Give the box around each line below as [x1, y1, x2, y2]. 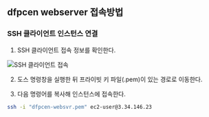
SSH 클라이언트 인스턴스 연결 [7, 29, 98, 39]
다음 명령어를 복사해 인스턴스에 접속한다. [16, 89, 126, 98]
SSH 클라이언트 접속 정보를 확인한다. [16, 45, 116, 54]
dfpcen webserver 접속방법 [7, 6, 124, 19]
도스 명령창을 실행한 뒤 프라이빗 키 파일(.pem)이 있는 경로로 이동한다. [16, 75, 203, 83]
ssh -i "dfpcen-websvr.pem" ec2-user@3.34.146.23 [7, 103, 153, 110]
